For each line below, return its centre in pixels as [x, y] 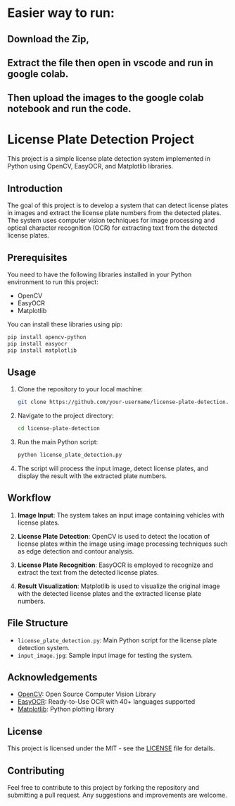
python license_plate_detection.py [70, 455]
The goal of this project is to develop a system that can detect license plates [118, 205]
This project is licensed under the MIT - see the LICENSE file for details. [112, 748]
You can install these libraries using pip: [65, 324]
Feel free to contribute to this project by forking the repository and [103, 788]
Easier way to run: [61, 13]
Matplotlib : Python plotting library [66, 709]
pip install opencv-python [47, 337]
